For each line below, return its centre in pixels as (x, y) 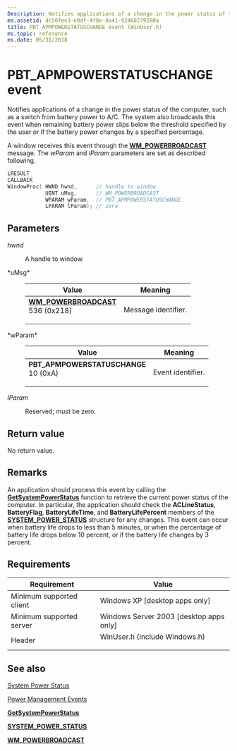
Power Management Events (47, 700)
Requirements (39, 564)
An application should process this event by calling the (87, 489)
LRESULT (19, 173)
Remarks (28, 473)
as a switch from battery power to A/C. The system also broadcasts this (112, 117)
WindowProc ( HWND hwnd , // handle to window (82, 187)
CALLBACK (20, 180)
